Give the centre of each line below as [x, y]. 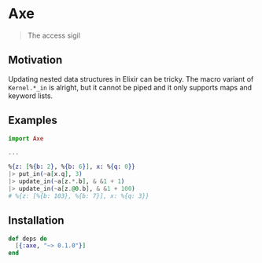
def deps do [28, 239]
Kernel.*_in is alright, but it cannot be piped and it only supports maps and [130, 87]
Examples [33, 121]
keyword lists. [31, 96]
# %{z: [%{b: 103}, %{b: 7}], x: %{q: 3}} [79, 196]
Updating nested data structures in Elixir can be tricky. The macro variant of [131, 79]
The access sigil [54, 35]
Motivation [35, 60]
